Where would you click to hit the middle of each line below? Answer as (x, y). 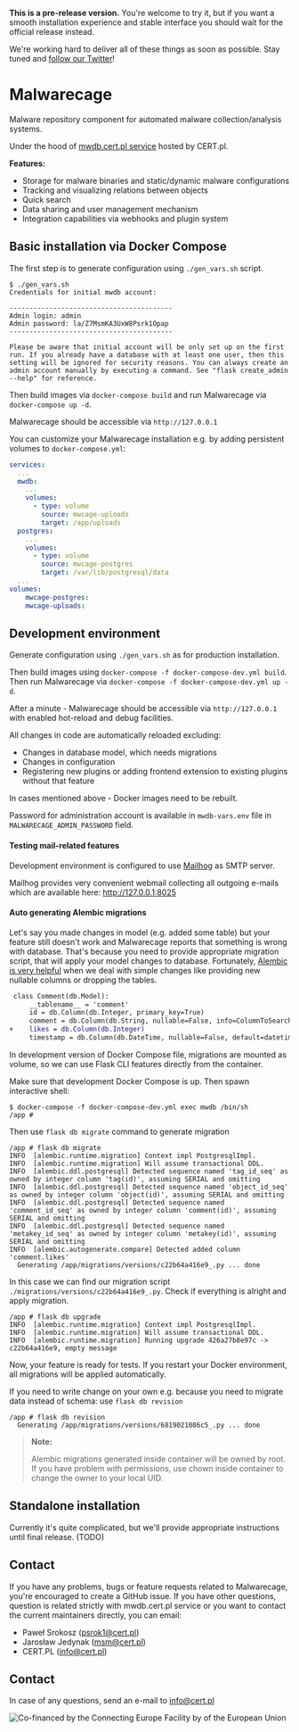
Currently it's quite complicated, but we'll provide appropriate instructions (145, 1527)
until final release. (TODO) (57, 1537)
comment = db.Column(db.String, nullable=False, (121, 1021)
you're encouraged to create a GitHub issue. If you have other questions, (143, 1595)
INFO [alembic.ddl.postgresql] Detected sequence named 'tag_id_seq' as (149, 1171)
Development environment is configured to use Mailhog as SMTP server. (142, 866)
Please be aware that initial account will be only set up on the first (147, 347)
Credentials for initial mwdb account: (83, 292)
